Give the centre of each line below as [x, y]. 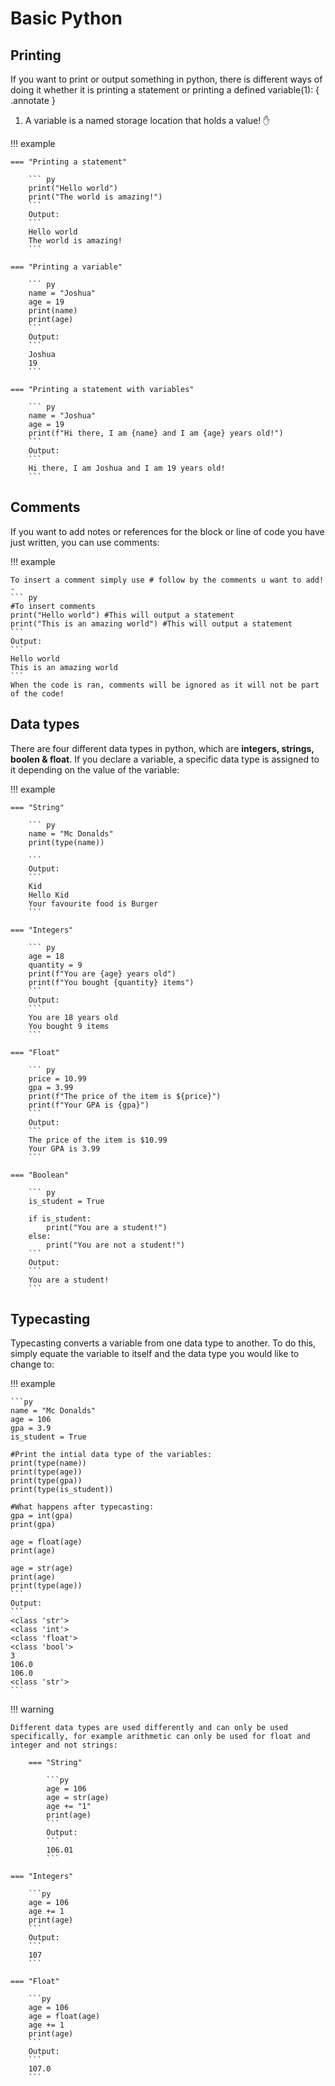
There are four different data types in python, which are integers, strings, [162, 748]
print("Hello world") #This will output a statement [122, 615]
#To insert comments [53, 606]
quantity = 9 [55, 965]
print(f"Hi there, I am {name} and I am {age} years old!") [156, 433]
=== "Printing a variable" [66, 267]
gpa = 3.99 [51, 1087]
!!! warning [32, 1709]
